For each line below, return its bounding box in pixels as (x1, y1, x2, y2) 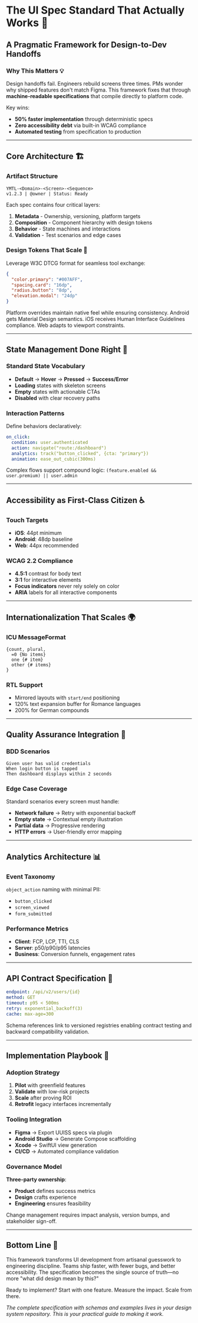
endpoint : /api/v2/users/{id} (6, 989, 81, 995)
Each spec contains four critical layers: (6, 201, 100, 208)
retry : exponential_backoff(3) (6, 1006, 83, 1011)
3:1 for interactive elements (14, 576, 81, 583)
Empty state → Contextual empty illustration (14, 816, 123, 823)
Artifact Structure (6, 172, 58, 180)
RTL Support (6, 681, 43, 689)
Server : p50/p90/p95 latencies (14, 944, 90, 952)
